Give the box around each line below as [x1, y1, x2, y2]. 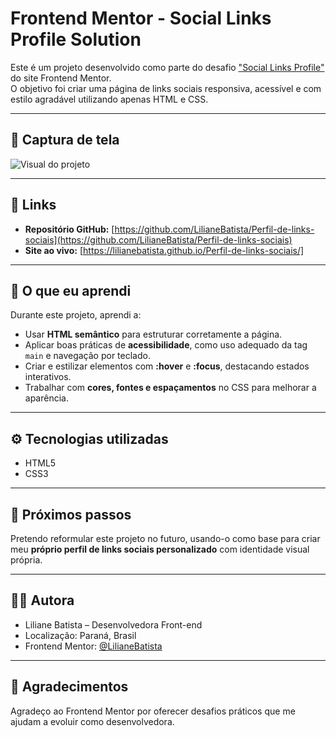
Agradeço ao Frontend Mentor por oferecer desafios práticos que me [10, 705, 296, 717]
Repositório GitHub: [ [24, 223, 115, 235]
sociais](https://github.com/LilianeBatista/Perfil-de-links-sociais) [24, 233, 293, 246]
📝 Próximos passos [10, 506, 132, 523]
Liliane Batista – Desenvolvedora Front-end [24, 618, 203, 631]
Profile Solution [10, 28, 142, 51]
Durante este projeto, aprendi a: [10, 309, 142, 321]
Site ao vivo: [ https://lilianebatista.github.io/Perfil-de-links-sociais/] [24, 244, 305, 256]
